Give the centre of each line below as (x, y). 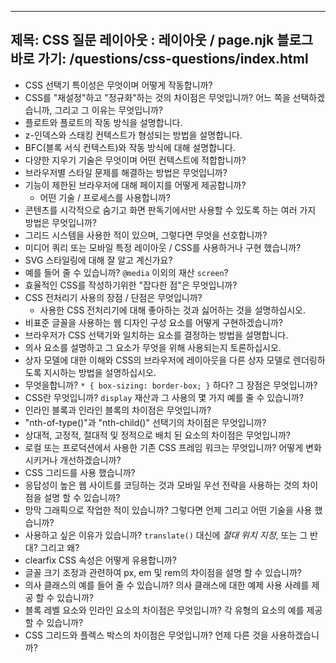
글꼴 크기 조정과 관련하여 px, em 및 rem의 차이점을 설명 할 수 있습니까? (163, 572)
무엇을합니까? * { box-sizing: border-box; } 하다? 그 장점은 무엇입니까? (171, 385)
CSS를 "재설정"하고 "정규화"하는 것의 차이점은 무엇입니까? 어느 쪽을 (157, 97)
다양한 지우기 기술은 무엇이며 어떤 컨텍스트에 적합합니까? (135, 160)
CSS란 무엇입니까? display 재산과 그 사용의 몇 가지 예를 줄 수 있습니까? (164, 397)
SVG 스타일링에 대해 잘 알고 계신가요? (98, 260)
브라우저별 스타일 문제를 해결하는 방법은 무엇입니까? (126, 172)
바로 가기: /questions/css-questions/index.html (159, 59)
